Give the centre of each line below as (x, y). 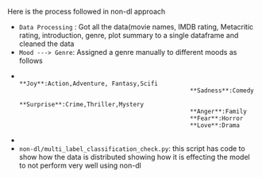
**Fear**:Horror (216, 118)
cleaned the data (46, 44)
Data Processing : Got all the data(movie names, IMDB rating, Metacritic (136, 27)
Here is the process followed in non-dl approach (87, 12)
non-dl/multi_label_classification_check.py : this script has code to (132, 149)
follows (31, 60)
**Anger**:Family (218, 111)
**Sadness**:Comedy (222, 91)
